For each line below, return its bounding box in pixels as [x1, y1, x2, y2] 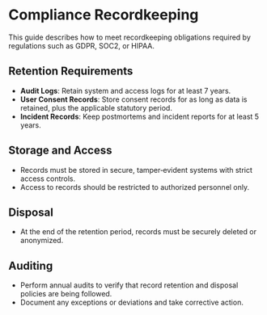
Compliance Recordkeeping [8, 6, 199, 24]
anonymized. [19, 236, 64, 246]
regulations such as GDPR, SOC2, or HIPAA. [8, 40, 155, 50]
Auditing [8, 258, 53, 272]
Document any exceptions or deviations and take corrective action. [19, 297, 244, 308]
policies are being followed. [19, 289, 112, 299]
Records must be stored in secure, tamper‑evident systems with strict [19, 165, 253, 174]
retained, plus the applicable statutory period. [19, 103, 172, 112]
